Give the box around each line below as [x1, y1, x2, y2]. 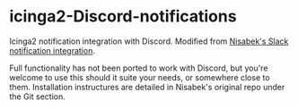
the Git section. [9, 91, 66, 102]
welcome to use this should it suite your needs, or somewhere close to [9, 71, 271, 82]
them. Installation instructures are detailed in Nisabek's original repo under [9, 81, 285, 92]
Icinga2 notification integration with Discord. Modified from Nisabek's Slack [9, 36, 289, 46]
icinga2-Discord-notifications [9, 6, 237, 27]
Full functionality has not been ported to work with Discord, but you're [9, 63, 268, 73]
